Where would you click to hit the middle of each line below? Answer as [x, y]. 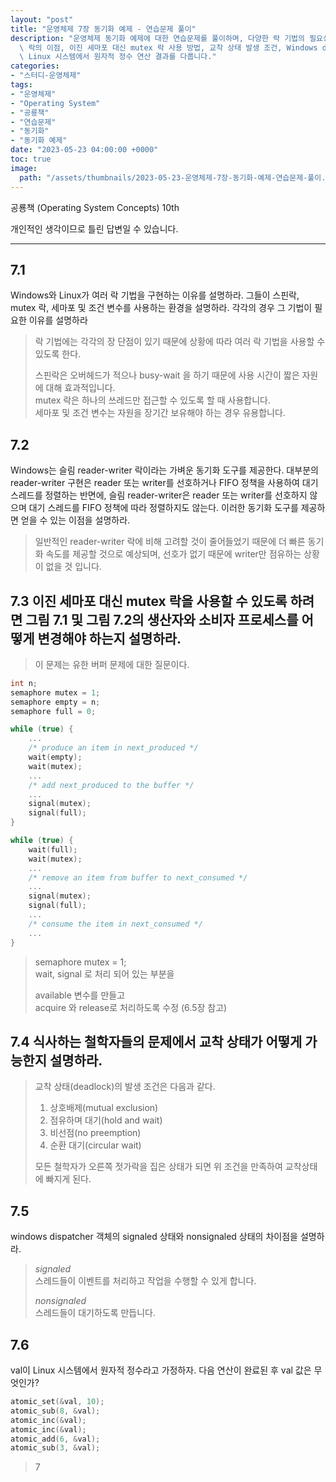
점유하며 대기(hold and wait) [106, 1120]
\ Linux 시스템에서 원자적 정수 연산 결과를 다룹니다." [118, 57]
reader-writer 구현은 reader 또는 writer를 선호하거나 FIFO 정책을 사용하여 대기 [164, 483]
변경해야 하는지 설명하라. [109, 638]
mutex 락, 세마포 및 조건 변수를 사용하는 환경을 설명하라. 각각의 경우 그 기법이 [161, 308]
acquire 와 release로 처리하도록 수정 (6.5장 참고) [131, 1007]
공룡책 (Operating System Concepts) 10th [95, 207]
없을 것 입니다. [73, 567]
